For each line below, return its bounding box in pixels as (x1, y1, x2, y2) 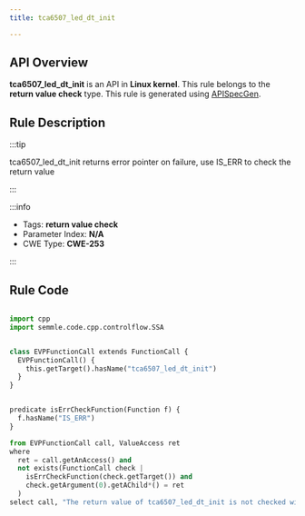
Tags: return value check (22, 219, 119, 230)
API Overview (9, 55, 89, 71)
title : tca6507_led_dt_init (9, 13, 116, 23)
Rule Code (9, 283, 70, 298)
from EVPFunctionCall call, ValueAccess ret (9, 438, 181, 448)
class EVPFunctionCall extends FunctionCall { (9, 347, 189, 356)
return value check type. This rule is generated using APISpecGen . (9, 88, 261, 100)
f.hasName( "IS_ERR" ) (17, 414, 95, 423)
